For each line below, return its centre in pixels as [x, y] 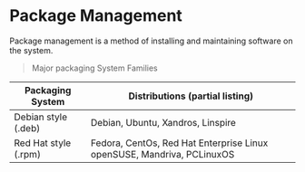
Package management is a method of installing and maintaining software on [151, 41]
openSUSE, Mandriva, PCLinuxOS [162, 154]
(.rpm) [27, 154]
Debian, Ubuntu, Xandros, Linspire [163, 122]
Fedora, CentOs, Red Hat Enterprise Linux [179, 143]
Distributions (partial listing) [191, 96]
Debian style [41, 117]
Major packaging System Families [95, 68]
